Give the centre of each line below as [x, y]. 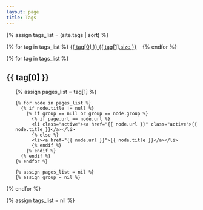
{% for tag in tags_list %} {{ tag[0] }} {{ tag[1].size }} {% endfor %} [92, 47]
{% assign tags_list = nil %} [41, 200]
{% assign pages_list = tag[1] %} [56, 92]
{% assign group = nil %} [48, 178]
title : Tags [21, 18]
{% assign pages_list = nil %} [55, 172]
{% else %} [45, 135]
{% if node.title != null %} [58, 109]
